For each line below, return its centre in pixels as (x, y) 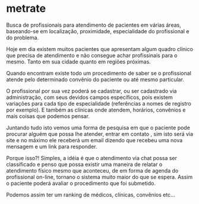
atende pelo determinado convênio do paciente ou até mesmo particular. (95, 79)
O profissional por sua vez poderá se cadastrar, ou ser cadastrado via (91, 91)
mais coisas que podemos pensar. (48, 116)
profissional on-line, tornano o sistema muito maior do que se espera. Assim (99, 177)
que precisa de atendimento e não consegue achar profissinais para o (92, 55)
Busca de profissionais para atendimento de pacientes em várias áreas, (94, 25)
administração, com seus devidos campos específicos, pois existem (90, 97)
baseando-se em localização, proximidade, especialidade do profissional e (98, 31)
